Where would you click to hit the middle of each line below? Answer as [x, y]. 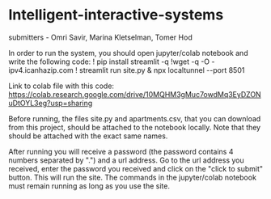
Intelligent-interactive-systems [116, 15]
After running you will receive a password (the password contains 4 [121, 151]
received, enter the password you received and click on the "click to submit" [136, 168]
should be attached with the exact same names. [88, 136]
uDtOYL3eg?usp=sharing [51, 103]
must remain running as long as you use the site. [89, 186]
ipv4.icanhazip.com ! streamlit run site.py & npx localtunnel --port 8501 [127, 70]
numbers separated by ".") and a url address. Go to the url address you [126, 160]
